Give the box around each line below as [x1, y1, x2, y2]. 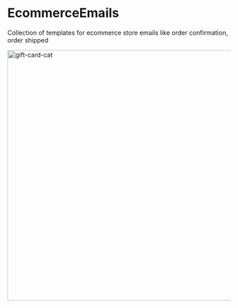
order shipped [7, 35, 49, 44]
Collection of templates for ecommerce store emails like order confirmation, [7, 28, 228, 37]
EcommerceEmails [7, 5, 119, 21]
